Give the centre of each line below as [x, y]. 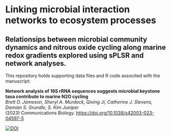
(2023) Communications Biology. [40, 113]
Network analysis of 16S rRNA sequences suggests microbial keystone [83, 91]
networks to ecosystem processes [81, 20]
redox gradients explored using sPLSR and [74, 55]
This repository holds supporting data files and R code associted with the [83, 76]
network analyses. [36, 63]
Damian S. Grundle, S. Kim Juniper [42, 107]
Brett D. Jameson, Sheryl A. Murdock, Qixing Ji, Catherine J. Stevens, [79, 102]
